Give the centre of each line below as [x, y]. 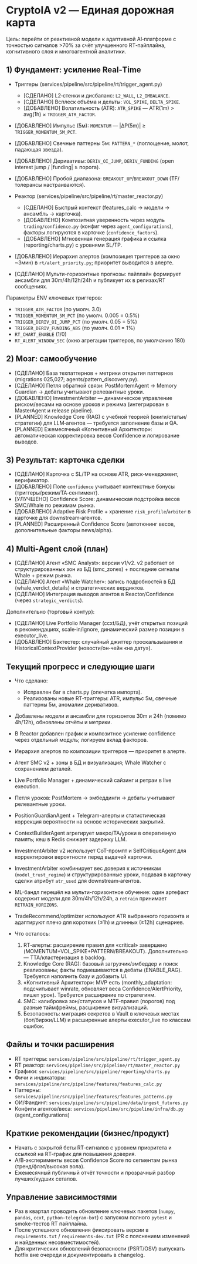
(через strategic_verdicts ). [49, 600]
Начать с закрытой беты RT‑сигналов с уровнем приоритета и [93, 1147]
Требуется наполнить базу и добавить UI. [75, 976]
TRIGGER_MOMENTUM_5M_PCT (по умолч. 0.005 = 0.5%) [77, 315]
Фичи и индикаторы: [40, 1077]
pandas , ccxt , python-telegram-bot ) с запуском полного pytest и [93, 1218]
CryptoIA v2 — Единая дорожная [90, 10]
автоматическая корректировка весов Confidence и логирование [97, 435]
